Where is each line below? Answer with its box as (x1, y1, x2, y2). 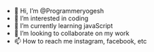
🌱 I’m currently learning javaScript (13, 22, 113, 30)
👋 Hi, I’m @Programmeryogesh (13, 7, 105, 15)
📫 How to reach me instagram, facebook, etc (13, 37, 147, 45)
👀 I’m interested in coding (13, 14, 89, 22)
